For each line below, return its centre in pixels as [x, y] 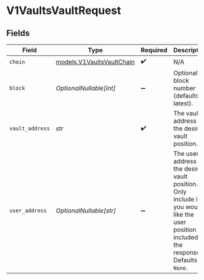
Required [154, 50]
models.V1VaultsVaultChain [95, 61]
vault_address [30, 128]
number [185, 88]
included [186, 237]
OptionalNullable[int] [86, 88]
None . [181, 268]
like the [184, 215]
